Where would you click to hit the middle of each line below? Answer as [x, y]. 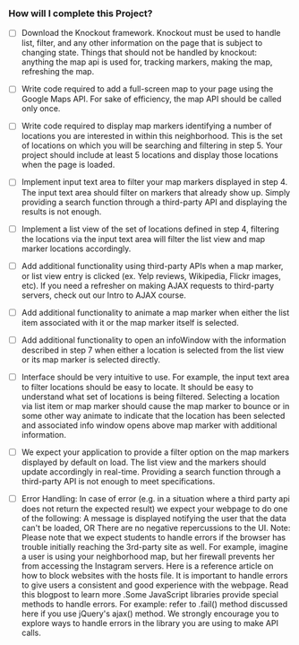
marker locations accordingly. [76, 248]
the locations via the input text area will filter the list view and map [143, 239]
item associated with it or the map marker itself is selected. [130, 322]
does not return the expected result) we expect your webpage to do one [154, 509]
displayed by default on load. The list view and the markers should [144, 462]
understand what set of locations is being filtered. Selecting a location [150, 397]
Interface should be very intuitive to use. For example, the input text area [155, 377]
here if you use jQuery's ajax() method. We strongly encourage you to [150, 614]
